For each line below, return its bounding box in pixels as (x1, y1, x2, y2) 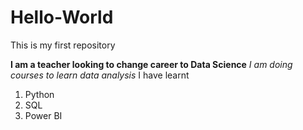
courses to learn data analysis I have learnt (10, 69, 190, 81)
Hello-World (10, 6, 114, 29)
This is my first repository (10, 39, 116, 51)
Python (24, 88, 55, 100)
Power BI (24, 109, 63, 121)
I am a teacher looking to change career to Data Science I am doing (10, 58, 293, 70)
